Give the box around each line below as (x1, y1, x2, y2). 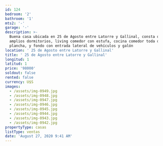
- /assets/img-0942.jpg (9, 120, 57, 125)
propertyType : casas (5, 125, 47, 129)
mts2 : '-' (5, 20, 25, 26)
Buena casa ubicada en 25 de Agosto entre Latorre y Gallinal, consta (9, 35, 155, 39)
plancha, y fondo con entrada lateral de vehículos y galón (9, 43, 133, 48)
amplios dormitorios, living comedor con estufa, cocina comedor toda (9, 39, 155, 44)
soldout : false (5, 71, 36, 75)
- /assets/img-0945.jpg (9, 107, 57, 112)
